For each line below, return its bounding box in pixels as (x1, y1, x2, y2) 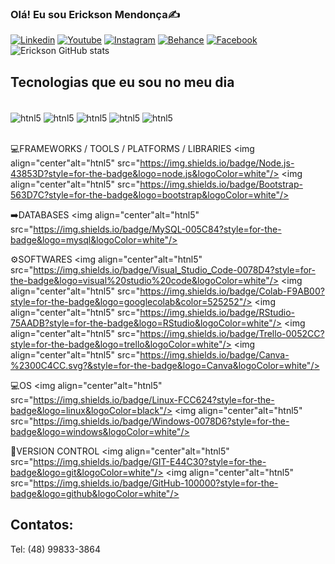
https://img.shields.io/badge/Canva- (139, 348, 290, 361)
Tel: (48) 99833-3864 (10, 543, 101, 555)
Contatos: (10, 517, 74, 534)
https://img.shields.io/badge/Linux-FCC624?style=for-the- (33, 393, 275, 406)
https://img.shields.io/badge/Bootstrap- (139, 178, 303, 190)
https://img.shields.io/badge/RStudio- (139, 306, 296, 318)
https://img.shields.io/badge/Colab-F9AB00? (139, 285, 325, 297)
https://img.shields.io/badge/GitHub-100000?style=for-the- (33, 477, 279, 489)
